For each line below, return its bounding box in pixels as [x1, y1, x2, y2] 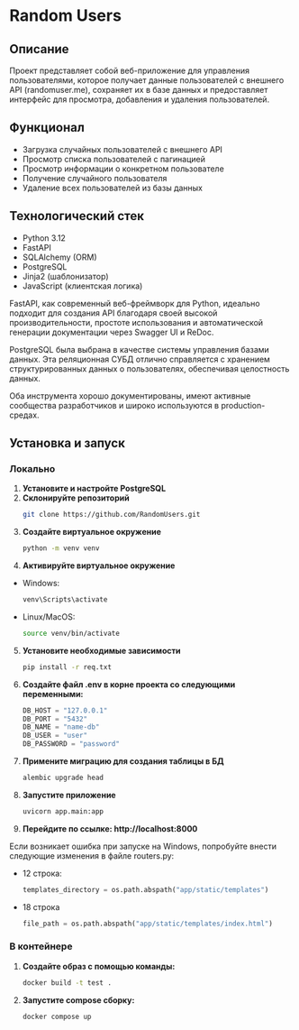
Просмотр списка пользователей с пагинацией [22, 153, 205, 164]
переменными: [22, 688, 84, 699]
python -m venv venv [22, 544, 100, 553]
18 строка [22, 901, 60, 912]
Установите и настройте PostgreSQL [22, 483, 167, 494]
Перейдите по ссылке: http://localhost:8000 [22, 823, 198, 834]
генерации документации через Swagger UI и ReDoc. [9, 326, 214, 337]
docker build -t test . [22, 978, 113, 988]
